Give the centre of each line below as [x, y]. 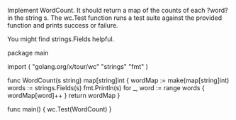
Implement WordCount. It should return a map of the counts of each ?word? [118, 10]
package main [28, 53]
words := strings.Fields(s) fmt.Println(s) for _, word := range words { [106, 88]
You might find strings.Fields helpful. [61, 39]
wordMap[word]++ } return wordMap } [64, 96]
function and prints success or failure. [63, 25]
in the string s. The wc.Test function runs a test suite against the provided [115, 18]
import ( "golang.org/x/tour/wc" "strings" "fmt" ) [78, 66]
